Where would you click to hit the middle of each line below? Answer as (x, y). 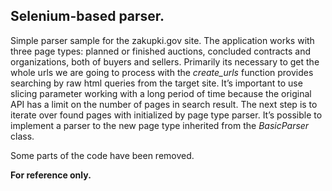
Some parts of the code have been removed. (102, 155)
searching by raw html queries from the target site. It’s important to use (156, 83)
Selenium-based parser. (87, 16)
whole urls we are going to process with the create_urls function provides (162, 72)
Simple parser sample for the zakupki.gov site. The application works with (162, 40)
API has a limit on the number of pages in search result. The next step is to (164, 104)
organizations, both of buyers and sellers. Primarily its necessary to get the (165, 61)
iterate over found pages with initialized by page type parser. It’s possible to (166, 115)
